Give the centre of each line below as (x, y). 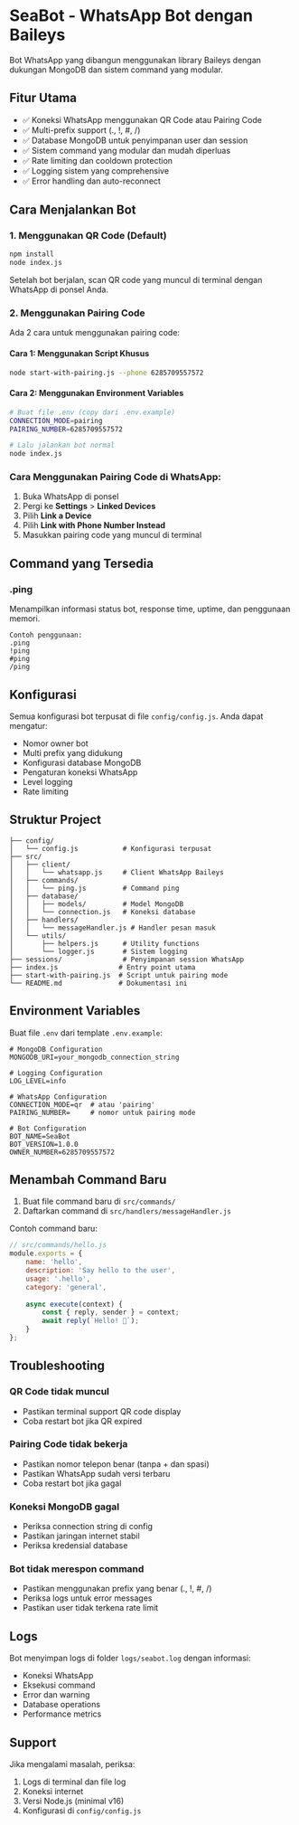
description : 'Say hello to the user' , (101, 1271)
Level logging (47, 781)
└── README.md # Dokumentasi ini (98, 983)
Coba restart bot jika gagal (72, 1483)
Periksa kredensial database (75, 1546)
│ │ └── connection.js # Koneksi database (103, 912)
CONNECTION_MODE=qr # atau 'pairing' (82, 1104)
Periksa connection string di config (88, 1527)
